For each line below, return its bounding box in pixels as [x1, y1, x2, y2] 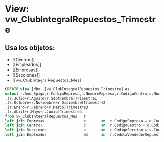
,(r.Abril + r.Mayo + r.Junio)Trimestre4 [5, 109, 82, 114]
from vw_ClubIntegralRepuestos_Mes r [5, 114, 86, 119]
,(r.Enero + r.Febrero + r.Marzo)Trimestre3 [5, 105, 89, 110]
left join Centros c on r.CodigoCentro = [5, 123, 145, 128]
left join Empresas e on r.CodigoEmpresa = [5, 119, 147, 123]
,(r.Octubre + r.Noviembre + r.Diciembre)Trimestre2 [5, 100, 106, 105]
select [5, 91, 19, 96]
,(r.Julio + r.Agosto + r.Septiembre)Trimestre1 [5, 96, 97, 101]
